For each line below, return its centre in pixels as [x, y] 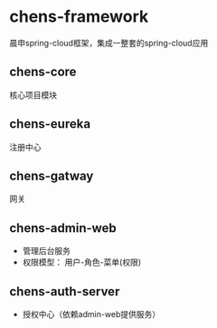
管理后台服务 [46, 251]
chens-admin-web [63, 228]
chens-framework [79, 17]
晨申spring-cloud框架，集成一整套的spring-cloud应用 [109, 43]
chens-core [43, 72]
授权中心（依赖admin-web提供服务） [91, 314]
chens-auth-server [65, 291]
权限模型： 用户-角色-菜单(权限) [82, 262]
